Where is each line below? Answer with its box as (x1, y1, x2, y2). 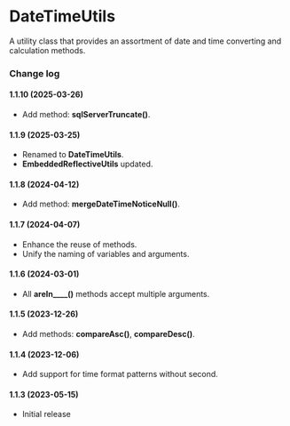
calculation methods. (9, 44, 86, 55)
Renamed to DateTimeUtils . (21, 149, 124, 160)
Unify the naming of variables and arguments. (21, 248, 190, 259)
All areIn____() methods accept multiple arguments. (21, 288, 210, 299)
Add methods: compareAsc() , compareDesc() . (21, 329, 195, 340)
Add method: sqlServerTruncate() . (21, 109, 151, 120)
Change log (9, 67, 60, 79)
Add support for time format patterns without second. (21, 369, 219, 380)
